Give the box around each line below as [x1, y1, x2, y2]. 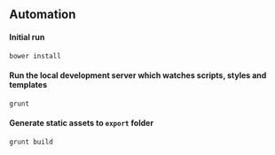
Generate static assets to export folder [9, 118, 153, 128]
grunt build [9, 137, 53, 146]
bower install [9, 51, 62, 60]
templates [9, 80, 48, 90]
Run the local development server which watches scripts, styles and [9, 70, 267, 81]
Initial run [9, 31, 45, 43]
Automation [9, 7, 76, 22]
